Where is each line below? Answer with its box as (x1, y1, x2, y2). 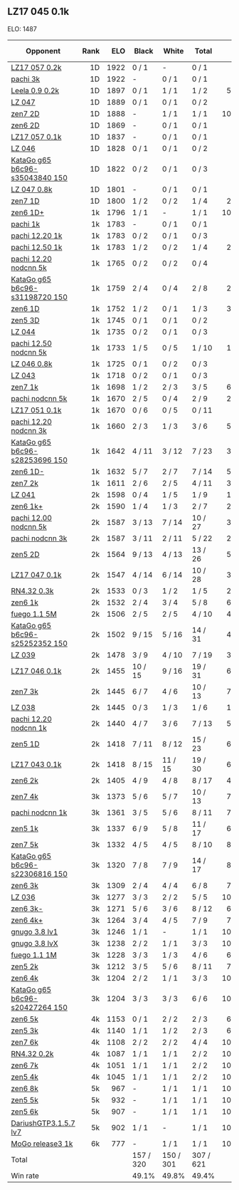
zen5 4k (11, 1072, 39, 1082)
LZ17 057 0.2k (11, 62, 62, 72)
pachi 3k (11, 74, 41, 84)
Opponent (26, 46, 60, 56)
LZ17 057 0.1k (11, 132, 62, 142)
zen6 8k (11, 1083, 39, 1093)
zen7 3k (11, 687, 39, 696)
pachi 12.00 (11, 513, 52, 523)
